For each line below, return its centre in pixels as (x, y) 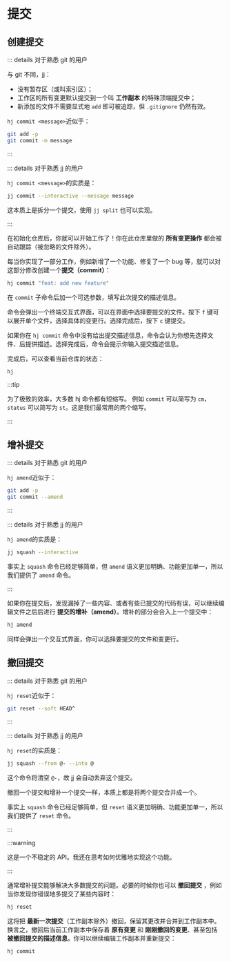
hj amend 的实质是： (35, 539)
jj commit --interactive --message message (71, 196)
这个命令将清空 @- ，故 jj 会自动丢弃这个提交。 (72, 777)
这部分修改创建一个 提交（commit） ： (59, 270)
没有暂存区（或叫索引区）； (55, 89)
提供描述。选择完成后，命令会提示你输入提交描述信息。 (104, 343)
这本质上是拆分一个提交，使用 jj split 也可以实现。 (82, 210)
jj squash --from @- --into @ (51, 764)
